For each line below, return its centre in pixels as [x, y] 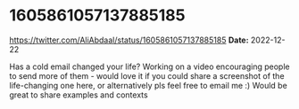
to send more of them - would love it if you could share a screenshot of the [147, 75]
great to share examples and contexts [79, 95]
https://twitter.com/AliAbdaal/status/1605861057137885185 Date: [129, 40]
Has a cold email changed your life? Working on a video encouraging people [149, 66]
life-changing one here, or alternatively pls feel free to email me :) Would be [148, 85]
